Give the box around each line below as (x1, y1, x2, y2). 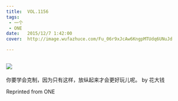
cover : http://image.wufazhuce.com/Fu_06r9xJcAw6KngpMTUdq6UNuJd (6, 36, 173, 42)
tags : (6, 14, 19, 20)
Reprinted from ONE (6, 88, 55, 95)
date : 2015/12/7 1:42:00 (6, 31, 72, 37)
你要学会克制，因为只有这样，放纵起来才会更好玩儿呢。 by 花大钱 (6, 76, 165, 83)
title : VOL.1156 (6, 8, 49, 15)
